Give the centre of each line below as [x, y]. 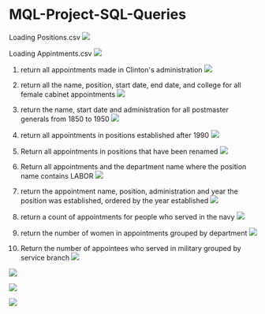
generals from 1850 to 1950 [65, 119]
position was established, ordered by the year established [114, 200]
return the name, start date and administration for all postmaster [125, 109]
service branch [45, 257]
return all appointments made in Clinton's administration [112, 69]
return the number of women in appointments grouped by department [134, 233]
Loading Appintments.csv [50, 54]
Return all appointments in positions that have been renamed [119, 151]
